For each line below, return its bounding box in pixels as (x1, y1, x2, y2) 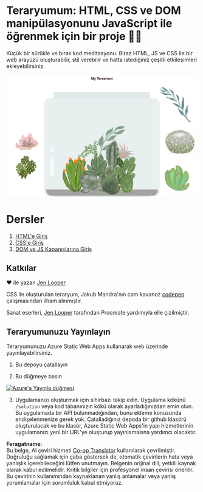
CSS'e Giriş (15, 239, 44, 246)
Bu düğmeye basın (15, 373, 63, 380)
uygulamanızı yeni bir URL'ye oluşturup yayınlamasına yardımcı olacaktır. (15, 429, 197, 436)
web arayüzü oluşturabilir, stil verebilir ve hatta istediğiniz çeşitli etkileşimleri (6, 56, 198, 63)
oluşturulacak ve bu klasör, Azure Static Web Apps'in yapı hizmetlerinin (15, 422, 194, 429)
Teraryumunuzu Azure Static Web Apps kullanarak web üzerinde (6, 343, 168, 350)
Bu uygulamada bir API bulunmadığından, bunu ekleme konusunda (15, 409, 182, 417)
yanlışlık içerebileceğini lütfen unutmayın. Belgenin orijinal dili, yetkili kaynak (6, 460, 196, 467)
